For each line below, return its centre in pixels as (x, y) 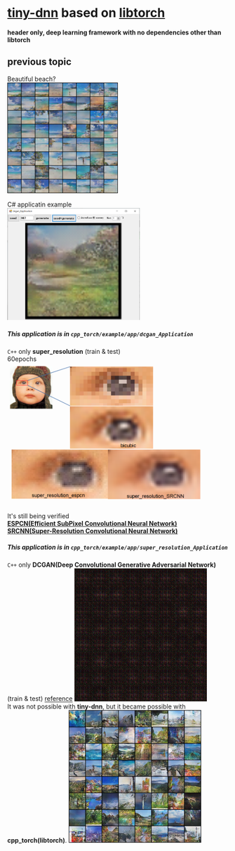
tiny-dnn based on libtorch (86, 13)
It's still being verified (38, 516)
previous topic (40, 62)
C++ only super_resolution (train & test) (64, 352)
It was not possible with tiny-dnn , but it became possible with (96, 706)
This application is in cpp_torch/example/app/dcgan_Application (100, 334)
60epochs (22, 359)
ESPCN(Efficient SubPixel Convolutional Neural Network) (92, 524)
